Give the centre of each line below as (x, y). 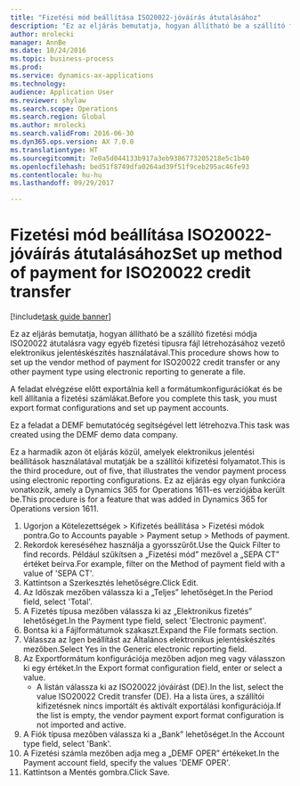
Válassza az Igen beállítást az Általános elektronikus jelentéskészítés (149, 640)
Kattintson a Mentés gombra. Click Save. (96, 773)
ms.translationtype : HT (54, 150)
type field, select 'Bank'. (67, 744)
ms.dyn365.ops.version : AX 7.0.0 (72, 142)
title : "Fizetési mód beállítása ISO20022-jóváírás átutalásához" (136, 17)
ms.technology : (38, 84)
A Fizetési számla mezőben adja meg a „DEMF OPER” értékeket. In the (151, 753)
